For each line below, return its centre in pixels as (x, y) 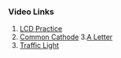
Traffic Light (39, 45)
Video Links (31, 12)
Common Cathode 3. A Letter (66, 37)
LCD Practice (41, 29)
